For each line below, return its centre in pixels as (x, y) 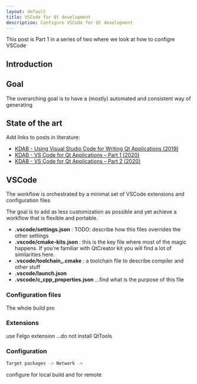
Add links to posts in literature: (43, 137)
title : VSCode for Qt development (49, 17)
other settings (32, 236)
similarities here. (35, 255)
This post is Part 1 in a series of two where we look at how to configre (91, 40)
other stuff (27, 267)
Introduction (29, 64)
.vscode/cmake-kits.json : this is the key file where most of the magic (101, 242)
